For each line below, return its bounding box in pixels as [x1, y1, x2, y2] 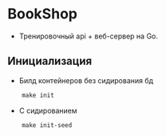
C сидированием [18, 106, 77, 115]
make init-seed [22, 121, 73, 129]
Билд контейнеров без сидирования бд [18, 75, 153, 85]
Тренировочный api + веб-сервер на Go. [18, 31, 159, 41]
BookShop [7, 5, 77, 23]
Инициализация [7, 54, 93, 68]
